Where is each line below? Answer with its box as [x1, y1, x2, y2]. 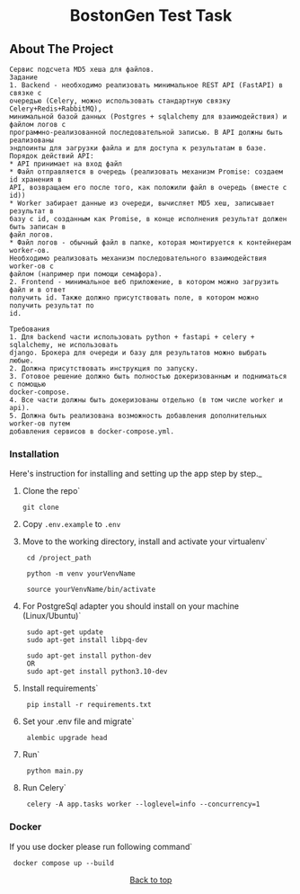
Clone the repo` [22, 486, 81, 496]
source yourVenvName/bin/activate [26, 586, 156, 595]
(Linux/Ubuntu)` [22, 611, 82, 621]
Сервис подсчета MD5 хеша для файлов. [9, 65, 154, 74]
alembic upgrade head [26, 734, 108, 743]
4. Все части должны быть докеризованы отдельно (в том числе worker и [9, 396, 283, 405]
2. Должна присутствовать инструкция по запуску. [9, 364, 199, 373]
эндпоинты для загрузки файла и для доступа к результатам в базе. [9, 144, 268, 153]
